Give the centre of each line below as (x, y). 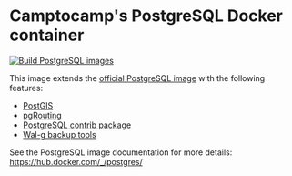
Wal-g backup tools (60, 134)
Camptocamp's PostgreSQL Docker (146, 16)
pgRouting (42, 115)
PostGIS (38, 105)
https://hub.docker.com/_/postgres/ (76, 161)
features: (26, 88)
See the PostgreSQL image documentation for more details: (121, 152)
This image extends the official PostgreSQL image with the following (137, 78)
